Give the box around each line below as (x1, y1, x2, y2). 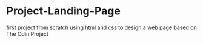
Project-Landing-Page (6, 4, 121, 18)
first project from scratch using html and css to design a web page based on (6, 24, 197, 31)
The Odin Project (6, 30, 48, 37)
